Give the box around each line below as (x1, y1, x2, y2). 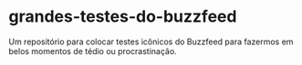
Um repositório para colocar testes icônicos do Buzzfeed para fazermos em (8, 36, 294, 47)
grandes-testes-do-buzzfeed (8, 6, 237, 27)
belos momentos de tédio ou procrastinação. (8, 45, 177, 56)
